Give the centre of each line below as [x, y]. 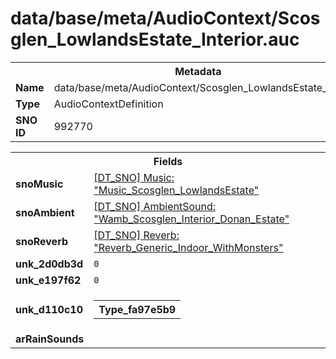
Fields [168, 161]
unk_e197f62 [48, 280]
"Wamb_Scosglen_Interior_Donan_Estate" [191, 219]
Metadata [198, 71]
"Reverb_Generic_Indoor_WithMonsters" [188, 247]
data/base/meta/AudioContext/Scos [165, 18]
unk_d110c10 [49, 309]
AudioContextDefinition [108, 104]
